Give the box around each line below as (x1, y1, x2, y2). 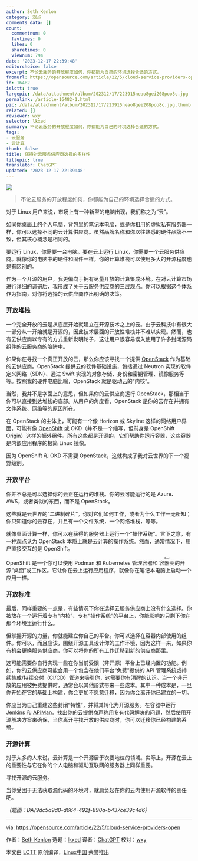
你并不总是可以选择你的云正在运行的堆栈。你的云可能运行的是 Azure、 (6, 490, 177, 497)
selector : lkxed (6, 119, 46, 125)
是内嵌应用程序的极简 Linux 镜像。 (6, 440, 90, 447)
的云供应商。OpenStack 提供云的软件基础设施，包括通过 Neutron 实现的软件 (6, 363, 192, 370)
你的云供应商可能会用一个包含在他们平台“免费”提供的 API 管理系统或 (16, 666, 182, 673)
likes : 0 (11, 42, 33, 48)
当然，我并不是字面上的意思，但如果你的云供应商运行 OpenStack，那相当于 (6, 390, 190, 397)
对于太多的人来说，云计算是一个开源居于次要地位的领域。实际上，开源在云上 (6, 754, 192, 761)
